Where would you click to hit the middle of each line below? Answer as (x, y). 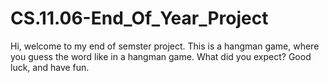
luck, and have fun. (50, 67)
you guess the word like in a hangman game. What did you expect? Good (161, 56)
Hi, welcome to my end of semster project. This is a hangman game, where (165, 46)
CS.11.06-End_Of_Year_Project (139, 18)
